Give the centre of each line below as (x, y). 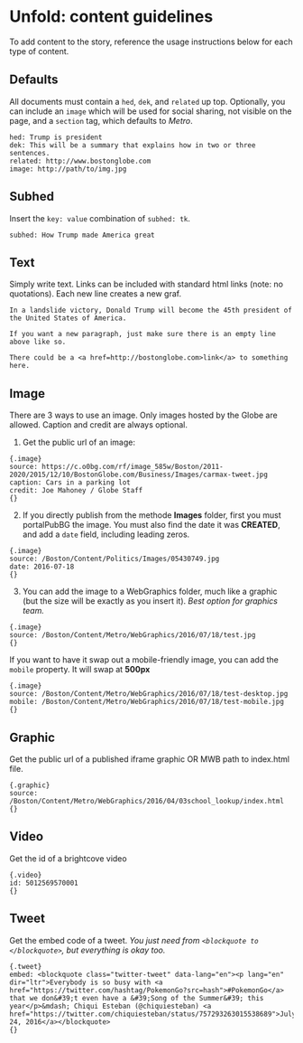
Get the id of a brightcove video (69, 858)
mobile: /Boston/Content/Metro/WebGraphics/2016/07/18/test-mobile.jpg (147, 702)
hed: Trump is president (56, 137)
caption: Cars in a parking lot (70, 483)
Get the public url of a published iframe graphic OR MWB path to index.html (150, 759)
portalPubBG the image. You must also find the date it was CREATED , (151, 525)
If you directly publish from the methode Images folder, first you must (151, 515)
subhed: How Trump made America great (82, 235)
